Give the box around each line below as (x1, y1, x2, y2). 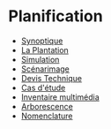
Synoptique (20, 35, 63, 46)
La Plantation (20, 44, 70, 55)
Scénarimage (20, 64, 70, 74)
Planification (8, 6, 103, 27)
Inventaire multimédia (20, 91, 100, 102)
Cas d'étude (20, 82, 66, 93)
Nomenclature (20, 110, 73, 121)
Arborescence (20, 101, 74, 111)
